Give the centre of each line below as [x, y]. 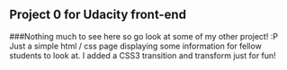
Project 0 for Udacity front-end [98, 15]
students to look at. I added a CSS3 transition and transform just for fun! [143, 55]
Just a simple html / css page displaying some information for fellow [136, 46]
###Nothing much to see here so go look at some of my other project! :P [144, 36]
